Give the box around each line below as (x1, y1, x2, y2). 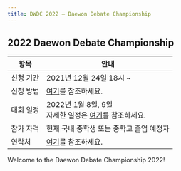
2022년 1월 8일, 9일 (46, 100, 113, 110)
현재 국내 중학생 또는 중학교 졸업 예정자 (46, 124, 170, 134)
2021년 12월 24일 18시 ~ (46, 73, 132, 83)
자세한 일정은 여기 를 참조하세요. (46, 110, 146, 120)
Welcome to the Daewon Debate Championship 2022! (7, 156, 165, 165)
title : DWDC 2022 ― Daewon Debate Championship (7, 10, 152, 18)
